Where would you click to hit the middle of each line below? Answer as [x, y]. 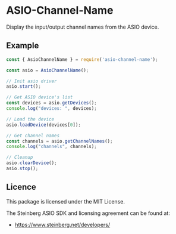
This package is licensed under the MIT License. [65, 201]
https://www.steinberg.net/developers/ [62, 224]
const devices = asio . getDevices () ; [51, 103]
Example [23, 46]
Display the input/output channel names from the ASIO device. [83, 27]
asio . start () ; [24, 87]
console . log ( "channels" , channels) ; [51, 147]
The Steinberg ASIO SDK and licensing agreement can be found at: [88, 213]
